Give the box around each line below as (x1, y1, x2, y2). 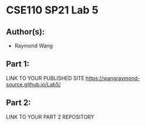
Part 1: (6, 59, 30, 69)
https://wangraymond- (85, 74, 140, 82)
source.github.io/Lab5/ (6, 81, 61, 88)
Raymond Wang (14, 42, 53, 49)
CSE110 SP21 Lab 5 (6, 4, 99, 17)
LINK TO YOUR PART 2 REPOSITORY (6, 113, 95, 120)
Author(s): (6, 27, 45, 37)
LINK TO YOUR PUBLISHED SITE (6, 74, 85, 82)
